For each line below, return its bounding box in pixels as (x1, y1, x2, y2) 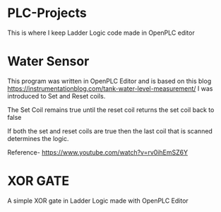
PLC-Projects (7, 5, 87, 21)
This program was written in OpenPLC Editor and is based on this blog (7, 77, 212, 85)
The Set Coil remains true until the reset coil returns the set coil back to (7, 105, 215, 114)
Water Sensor (7, 53, 90, 69)
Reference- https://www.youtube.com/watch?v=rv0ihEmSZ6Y (7, 147, 189, 157)
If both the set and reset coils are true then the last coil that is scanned (7, 126, 213, 135)
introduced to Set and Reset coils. (7, 91, 106, 100)
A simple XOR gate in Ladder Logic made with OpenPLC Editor (7, 196, 189, 205)
